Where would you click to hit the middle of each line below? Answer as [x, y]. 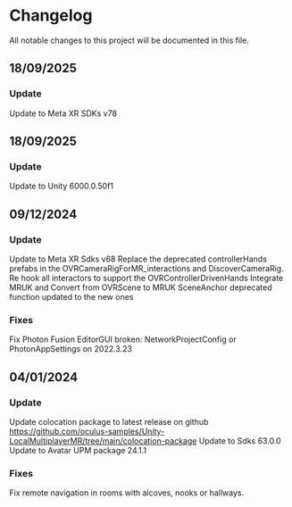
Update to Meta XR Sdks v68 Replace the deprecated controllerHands [138, 259]
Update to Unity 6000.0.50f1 [62, 186]
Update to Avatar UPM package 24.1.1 [78, 450]
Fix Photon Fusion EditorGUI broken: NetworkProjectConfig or [123, 339]
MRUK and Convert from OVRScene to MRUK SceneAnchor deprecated [141, 287]
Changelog [51, 16]
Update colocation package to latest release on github [109, 421]
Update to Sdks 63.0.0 [240, 441]
